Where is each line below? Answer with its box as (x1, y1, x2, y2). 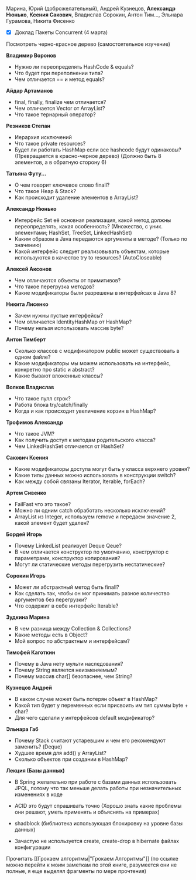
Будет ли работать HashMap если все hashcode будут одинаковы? (14, 146, 181, 153)
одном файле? (14, 353, 51, 360)
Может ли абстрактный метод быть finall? (14, 584, 119, 591)
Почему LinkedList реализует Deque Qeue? (14, 542, 122, 549)
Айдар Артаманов (6, 87, 53, 95)
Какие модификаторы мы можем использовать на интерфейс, (14, 360, 171, 367)
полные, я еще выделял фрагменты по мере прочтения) (6, 868, 147, 875)
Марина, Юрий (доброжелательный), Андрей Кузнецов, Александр (6, 5, 176, 12)
